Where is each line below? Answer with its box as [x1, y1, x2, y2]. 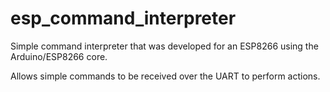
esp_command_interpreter [10, 7, 237, 30]
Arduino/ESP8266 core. [10, 50, 108, 62]
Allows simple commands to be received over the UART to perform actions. [10, 70, 321, 82]
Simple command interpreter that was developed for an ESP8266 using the [10, 40, 319, 52]
